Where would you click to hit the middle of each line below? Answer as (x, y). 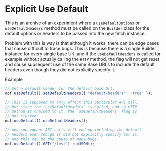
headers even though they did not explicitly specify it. (60, 70)
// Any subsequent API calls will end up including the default (73, 130)
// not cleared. (22, 116)
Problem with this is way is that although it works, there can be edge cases (82, 43)
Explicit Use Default (47, 9)
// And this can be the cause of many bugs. (52, 139)
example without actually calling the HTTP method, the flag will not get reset (82, 59)
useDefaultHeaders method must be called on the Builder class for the (77, 28)
